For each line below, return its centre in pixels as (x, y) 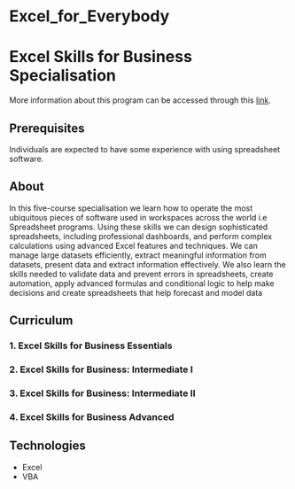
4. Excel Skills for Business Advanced (92, 416)
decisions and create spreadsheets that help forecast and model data (136, 292)
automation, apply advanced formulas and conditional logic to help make (142, 283)
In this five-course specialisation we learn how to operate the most (131, 208)
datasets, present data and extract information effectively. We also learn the (147, 264)
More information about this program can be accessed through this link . (140, 100)
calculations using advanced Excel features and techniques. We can (134, 245)
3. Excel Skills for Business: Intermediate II (102, 393)
